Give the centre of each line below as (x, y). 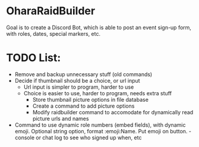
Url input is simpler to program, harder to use (79, 87)
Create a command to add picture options (83, 106)
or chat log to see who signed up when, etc (89, 137)
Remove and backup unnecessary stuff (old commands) (83, 74)
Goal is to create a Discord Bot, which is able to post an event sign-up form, (99, 27)
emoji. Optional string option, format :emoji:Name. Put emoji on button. (101, 131)
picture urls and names (61, 118)
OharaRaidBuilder (51, 11)
